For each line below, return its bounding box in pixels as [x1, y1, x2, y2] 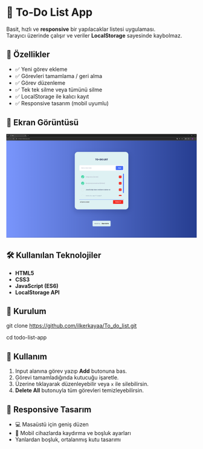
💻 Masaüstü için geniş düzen [14, 421, 89, 428]
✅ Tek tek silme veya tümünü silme [14, 86, 103, 93]
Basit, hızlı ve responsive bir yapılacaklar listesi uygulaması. [6, 25, 156, 33]
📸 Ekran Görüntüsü [6, 117, 79, 128]
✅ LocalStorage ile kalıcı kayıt [14, 93, 89, 100]
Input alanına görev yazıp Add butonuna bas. [14, 367, 127, 375]
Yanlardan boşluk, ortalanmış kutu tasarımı [14, 436, 121, 443]
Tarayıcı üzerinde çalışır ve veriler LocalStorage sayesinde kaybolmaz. [6, 31, 182, 39]
